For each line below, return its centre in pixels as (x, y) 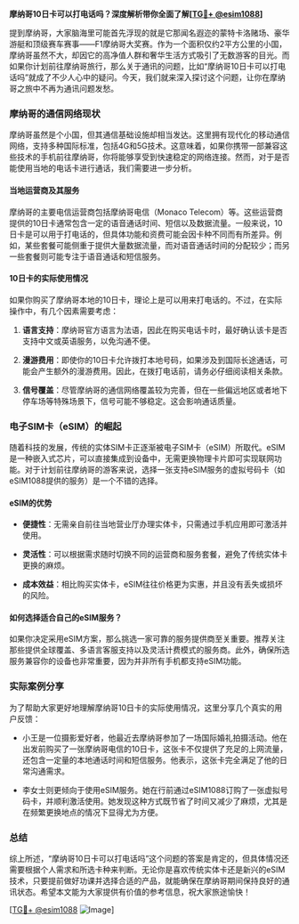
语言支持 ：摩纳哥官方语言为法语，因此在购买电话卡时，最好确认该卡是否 (154, 329)
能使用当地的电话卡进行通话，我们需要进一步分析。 (103, 168)
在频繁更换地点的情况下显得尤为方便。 (92, 812)
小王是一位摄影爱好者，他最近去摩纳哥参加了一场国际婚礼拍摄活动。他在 (154, 737)
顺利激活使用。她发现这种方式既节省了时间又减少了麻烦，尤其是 (170, 801)
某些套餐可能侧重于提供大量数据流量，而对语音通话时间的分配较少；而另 (157, 245)
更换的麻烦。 (45, 565)
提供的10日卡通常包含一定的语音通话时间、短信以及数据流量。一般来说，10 (146, 223)
